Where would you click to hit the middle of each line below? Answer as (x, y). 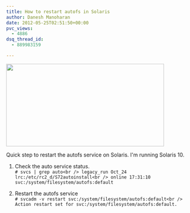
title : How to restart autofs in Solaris (58, 12)
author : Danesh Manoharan (38, 17)
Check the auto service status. (52, 166)
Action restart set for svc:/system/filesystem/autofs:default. (96, 204)
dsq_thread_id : (25, 39)
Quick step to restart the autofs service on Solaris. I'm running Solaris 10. (95, 155)
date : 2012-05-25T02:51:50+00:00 (47, 23)
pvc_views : (20, 28)
